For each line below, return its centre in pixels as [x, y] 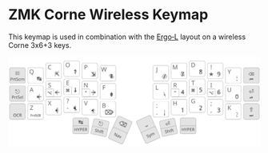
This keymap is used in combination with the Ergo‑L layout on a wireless [127, 37]
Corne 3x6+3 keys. [40, 45]
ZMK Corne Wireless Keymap [108, 15]
